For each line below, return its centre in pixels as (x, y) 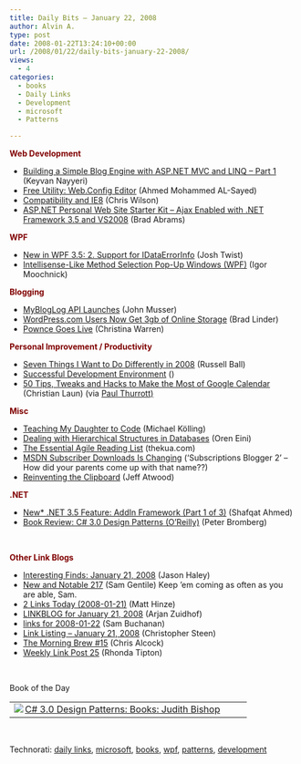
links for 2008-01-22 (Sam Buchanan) (94, 624)
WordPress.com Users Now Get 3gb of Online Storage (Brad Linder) (150, 319)
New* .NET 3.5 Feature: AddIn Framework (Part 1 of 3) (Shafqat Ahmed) (158, 512)
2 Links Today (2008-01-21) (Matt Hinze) (99, 604)
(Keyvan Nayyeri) (55, 181)
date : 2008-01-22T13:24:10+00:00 (73, 43)
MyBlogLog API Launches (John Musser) (100, 310)
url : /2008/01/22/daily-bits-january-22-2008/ (99, 52)
